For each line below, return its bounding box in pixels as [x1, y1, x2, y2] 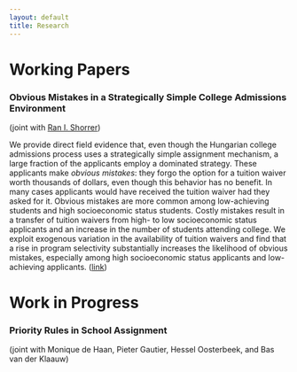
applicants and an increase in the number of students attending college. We [9, 223, 286, 235]
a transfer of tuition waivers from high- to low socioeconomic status [9, 214, 257, 225]
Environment [9, 102, 66, 114]
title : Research [9, 21, 69, 30]
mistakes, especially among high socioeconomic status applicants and [9, 252, 267, 262]
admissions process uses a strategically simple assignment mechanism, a [9, 148, 279, 159]
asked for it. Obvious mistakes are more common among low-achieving [9, 196, 270, 206]
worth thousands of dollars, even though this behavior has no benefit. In [9, 176, 273, 187]
